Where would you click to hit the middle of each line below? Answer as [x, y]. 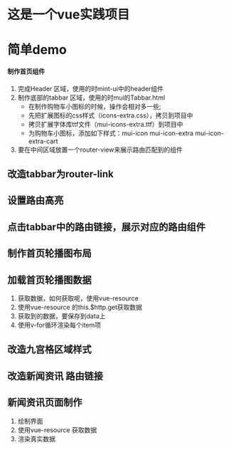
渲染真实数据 [36, 439]
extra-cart [43, 141]
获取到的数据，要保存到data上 [61, 316]
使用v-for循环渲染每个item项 [59, 325]
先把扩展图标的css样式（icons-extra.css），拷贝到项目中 [111, 115]
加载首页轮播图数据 [49, 279]
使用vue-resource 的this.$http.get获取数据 [80, 307]
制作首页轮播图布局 [49, 253]
